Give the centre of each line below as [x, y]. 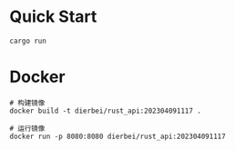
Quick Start [53, 17]
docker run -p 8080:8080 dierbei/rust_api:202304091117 [117, 136]
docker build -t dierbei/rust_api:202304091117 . [106, 111]
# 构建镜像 [27, 103]
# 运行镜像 [27, 128]
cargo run [28, 41]
